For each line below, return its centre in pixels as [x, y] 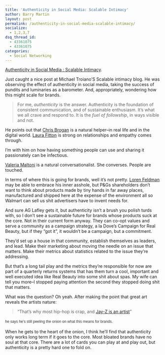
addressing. [17, 257]
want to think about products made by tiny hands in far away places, [75, 190]
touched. [14, 170]
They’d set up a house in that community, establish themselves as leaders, [81, 241]
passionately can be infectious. [37, 155]
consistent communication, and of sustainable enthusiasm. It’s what [86, 110]
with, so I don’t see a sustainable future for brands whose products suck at [81, 216]
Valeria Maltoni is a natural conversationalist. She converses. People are [78, 165]
